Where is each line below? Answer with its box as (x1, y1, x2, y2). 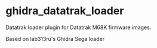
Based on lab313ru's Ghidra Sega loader (5, 35, 105, 42)
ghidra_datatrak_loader (5, 4, 124, 18)
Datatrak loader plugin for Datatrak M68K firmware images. (5, 24, 152, 31)
